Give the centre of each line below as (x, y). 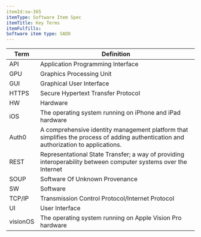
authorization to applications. (81, 145)
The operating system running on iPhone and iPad (110, 113)
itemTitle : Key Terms (33, 23)
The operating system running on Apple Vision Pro (111, 218)
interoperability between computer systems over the (113, 162)
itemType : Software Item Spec (44, 17)
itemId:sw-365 (24, 12)
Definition (116, 54)
